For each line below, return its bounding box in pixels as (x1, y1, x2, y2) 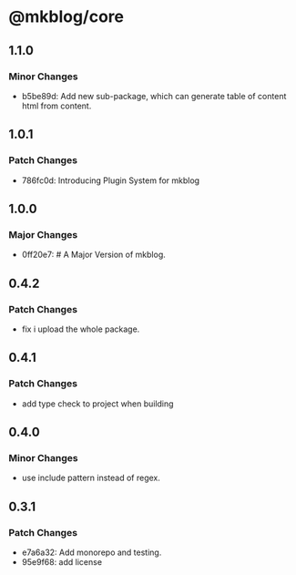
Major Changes (8, 228, 78, 241)
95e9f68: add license (21, 557, 102, 567)
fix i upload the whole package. (21, 323, 140, 334)
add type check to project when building (21, 398, 174, 409)
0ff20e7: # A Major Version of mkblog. (21, 249, 166, 261)
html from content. (21, 100, 92, 111)
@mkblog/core (8, 6, 125, 27)
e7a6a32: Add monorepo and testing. (21, 547, 162, 558)
